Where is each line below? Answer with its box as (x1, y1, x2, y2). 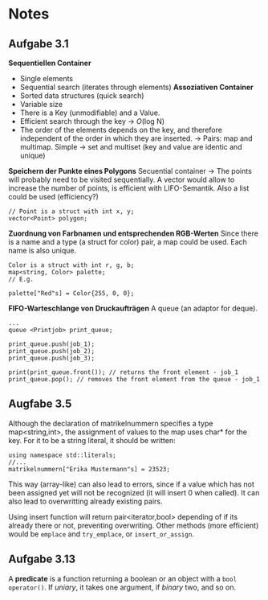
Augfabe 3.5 (8, 397, 72, 411)
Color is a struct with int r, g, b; (8, 261, 135, 269)
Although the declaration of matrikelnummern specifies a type (8, 418, 213, 428)
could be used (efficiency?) (8, 192, 99, 201)
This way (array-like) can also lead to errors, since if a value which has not (8, 479, 254, 489)
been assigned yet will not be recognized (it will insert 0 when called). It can (8, 487, 260, 497)
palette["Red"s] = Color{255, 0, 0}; (8, 290, 135, 298)
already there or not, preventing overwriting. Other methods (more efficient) (8, 520, 259, 530)
